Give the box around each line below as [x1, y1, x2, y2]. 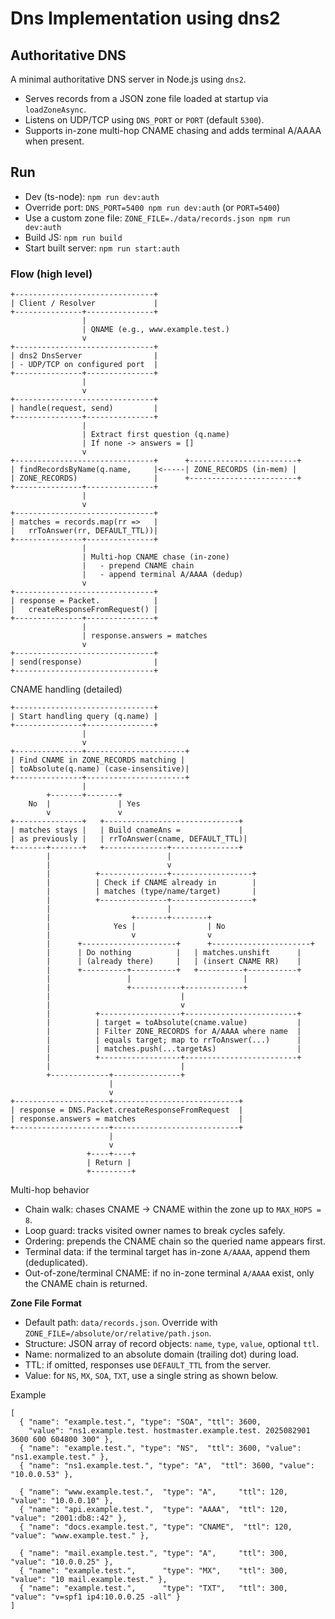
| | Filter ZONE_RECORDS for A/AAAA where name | [46, 1027, 302, 1037]
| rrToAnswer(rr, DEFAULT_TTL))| [10, 526, 159, 536]
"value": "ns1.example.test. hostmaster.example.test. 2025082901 [28, 1426, 311, 1436]
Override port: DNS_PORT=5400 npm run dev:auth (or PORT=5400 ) [24, 201, 281, 213]
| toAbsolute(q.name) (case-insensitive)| [10, 764, 190, 774]
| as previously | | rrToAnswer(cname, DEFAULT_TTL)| [10, 834, 248, 844]
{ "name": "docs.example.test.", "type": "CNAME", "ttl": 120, [19, 1522, 293, 1532]
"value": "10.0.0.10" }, [10, 1496, 114, 1506]
